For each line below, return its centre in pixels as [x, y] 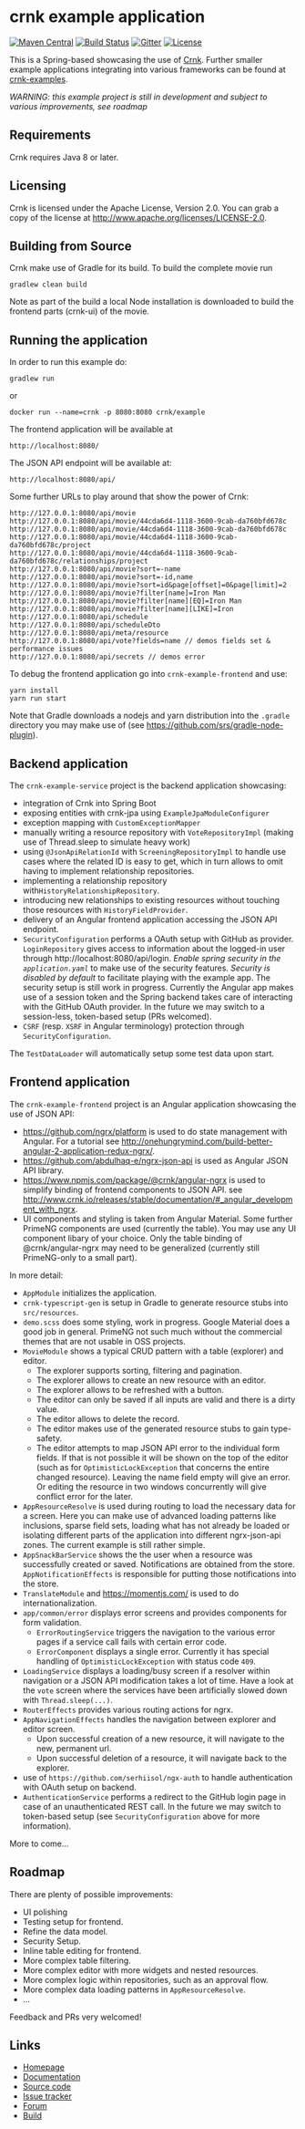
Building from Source [71, 246]
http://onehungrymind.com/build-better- [197, 1141]
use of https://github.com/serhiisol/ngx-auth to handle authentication [158, 1777]
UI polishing [45, 1912]
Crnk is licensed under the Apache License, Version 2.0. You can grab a [144, 208]
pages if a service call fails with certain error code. [132, 1641]
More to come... [39, 1843]
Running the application [79, 340]
